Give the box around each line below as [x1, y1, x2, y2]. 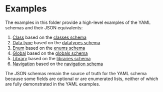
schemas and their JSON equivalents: [5, 24, 83, 30]
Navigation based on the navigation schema [12, 61, 103, 67]
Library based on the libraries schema [12, 55, 91, 61]
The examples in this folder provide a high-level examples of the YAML [5, 19, 151, 25]
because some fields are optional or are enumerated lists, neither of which [5, 76, 158, 82]
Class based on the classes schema [12, 34, 86, 40]
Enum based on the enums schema [12, 45, 85, 51]
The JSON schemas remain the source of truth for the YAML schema [5, 70, 147, 76]
